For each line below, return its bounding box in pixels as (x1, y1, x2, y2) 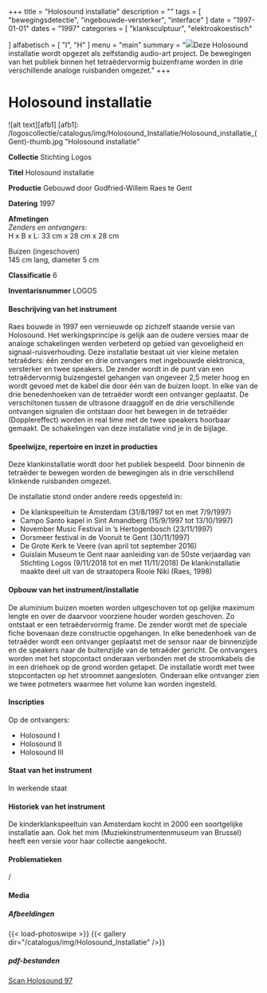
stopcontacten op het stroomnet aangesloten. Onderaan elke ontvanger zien (8, 670, 260, 680)
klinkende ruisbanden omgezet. (8, 476, 112, 486)
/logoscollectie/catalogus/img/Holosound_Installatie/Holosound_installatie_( (8, 128, 257, 138)
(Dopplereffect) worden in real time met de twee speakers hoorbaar (8, 415, 231, 425)
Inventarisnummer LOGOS (8, 286, 97, 295)
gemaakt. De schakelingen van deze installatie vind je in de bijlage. (8, 424, 228, 433)
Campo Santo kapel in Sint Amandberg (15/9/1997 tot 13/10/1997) (19, 516, 234, 526)
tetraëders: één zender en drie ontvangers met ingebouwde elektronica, (8, 356, 245, 365)
